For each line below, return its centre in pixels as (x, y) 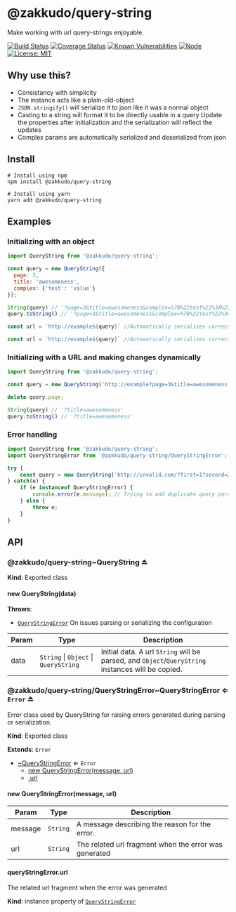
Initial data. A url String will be (151, 652)
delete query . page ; (36, 397)
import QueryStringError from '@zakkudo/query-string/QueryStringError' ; (118, 455)
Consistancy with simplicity (57, 92)
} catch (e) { (26, 481)
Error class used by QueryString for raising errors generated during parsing (117, 715)
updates (29, 130)
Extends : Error (29, 749)
